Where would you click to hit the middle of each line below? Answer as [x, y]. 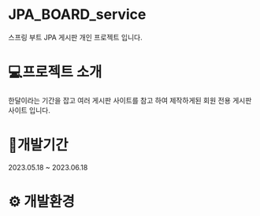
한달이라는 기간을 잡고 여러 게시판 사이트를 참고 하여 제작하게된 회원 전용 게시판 [130, 100]
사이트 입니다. [30, 110]
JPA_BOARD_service [77, 15]
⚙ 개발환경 [41, 202]
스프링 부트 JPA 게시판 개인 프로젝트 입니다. [76, 37]
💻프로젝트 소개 [55, 72]
